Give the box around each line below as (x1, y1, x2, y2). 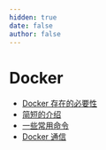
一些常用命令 (21, 121, 69, 131)
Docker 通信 (21, 131, 67, 142)
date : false (9, 21, 53, 30)
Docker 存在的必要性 (21, 99, 98, 109)
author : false (9, 29, 62, 38)
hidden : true (9, 12, 57, 22)
